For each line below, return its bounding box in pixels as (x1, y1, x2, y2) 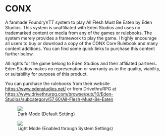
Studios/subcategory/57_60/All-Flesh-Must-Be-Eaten (5, 96, 113, 102)
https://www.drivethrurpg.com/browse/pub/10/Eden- (5, 91, 113, 97)
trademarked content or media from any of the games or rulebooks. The (5, 30, 152, 36)
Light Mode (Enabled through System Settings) (17, 125, 113, 131)
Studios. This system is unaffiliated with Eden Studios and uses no (5, 24, 141, 30)
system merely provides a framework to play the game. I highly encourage (5, 35, 157, 41)
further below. (5, 50, 34, 57)
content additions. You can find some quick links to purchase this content (5, 45, 155, 51)
